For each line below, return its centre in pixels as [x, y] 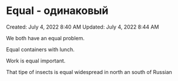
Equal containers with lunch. [40, 49]
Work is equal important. [36, 61]
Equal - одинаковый [57, 11]
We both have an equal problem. [46, 38]
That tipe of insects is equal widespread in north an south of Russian [89, 72]
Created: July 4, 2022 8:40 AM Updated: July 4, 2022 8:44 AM [83, 27]
